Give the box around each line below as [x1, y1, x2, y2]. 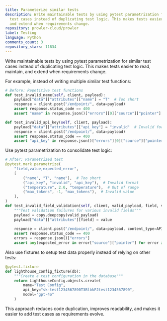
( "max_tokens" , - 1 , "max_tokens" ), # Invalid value [23, 190, 135, 195]
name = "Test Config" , [23, 283, 66, 288]
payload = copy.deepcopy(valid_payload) [14, 213, 99, 217]
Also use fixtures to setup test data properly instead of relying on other [5, 249, 151, 255]
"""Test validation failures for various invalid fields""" [14, 208, 141, 213]
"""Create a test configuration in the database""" [14, 273, 123, 279]
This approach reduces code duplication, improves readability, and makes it [5, 306, 161, 312]
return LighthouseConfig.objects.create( [14, 278, 101, 283]
